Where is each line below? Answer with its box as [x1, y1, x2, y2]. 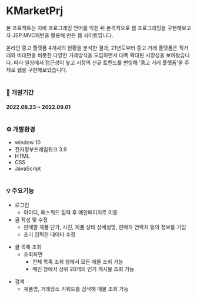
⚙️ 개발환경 [6, 125, 35, 133]
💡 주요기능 [6, 187, 34, 195]
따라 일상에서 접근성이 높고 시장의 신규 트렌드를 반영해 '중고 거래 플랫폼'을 [14, 59, 183, 66]
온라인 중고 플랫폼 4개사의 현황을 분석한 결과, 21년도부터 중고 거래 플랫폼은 [6, 44, 178, 51]
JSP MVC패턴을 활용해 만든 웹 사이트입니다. [12, 31, 113, 39]
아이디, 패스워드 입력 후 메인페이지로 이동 [23, 208, 118, 216]
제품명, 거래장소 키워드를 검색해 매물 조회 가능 [23, 285, 129, 292]
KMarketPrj [6, 4, 64, 18]
